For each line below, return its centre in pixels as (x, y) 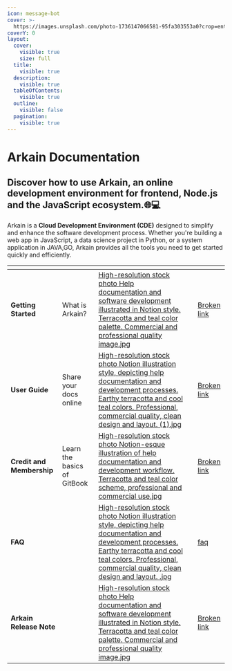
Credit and (28, 461)
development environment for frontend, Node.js (113, 193)
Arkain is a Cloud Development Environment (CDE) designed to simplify (110, 225)
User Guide (29, 389)
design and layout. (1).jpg (140, 424)
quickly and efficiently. (39, 255)
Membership (32, 470)
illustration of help (127, 452)
